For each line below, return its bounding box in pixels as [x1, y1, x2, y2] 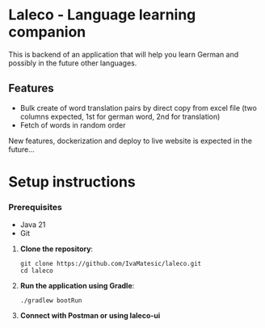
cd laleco [19, 267, 54, 275]
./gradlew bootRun [19, 296, 82, 305]
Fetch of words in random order [19, 120, 126, 130]
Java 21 [19, 220, 46, 229]
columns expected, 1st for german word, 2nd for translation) [19, 111, 221, 121]
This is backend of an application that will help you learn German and [8, 49, 239, 59]
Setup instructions [8, 172, 136, 191]
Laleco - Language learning [8, 6, 196, 24]
